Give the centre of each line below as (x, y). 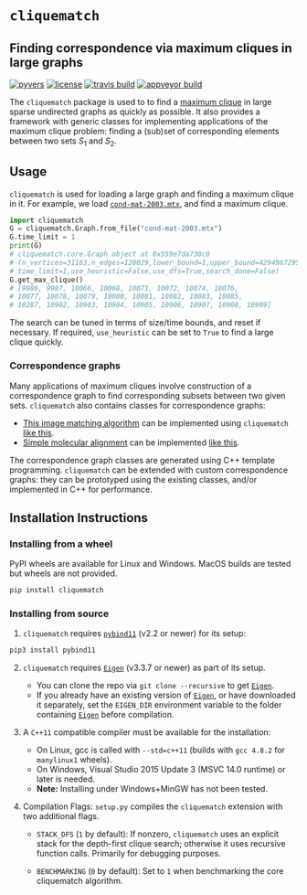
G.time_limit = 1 (42, 237)
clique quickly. (37, 342)
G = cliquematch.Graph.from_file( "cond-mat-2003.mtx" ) (116, 229)
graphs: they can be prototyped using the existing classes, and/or (133, 479)
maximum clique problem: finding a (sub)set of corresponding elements (144, 131)
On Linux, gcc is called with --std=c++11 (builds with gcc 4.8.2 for (161, 750)
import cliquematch (47, 220)
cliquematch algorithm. (79, 881)
